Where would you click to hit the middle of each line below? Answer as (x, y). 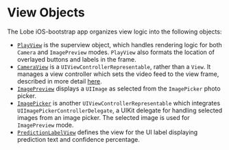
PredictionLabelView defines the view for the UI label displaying (107, 132)
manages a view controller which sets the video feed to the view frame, (118, 74)
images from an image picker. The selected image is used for (103, 117)
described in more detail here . (60, 81)
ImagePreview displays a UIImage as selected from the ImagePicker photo (119, 88)
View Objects (46, 13)
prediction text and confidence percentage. (79, 139)
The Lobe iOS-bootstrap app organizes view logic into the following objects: (114, 32)
